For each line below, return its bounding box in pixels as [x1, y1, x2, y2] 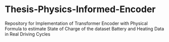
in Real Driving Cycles [5, 31, 51, 37]
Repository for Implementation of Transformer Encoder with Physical [5, 20, 148, 26]
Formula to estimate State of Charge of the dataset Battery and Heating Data [5, 25, 164, 31]
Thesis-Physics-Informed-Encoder [5, 4, 156, 15]
